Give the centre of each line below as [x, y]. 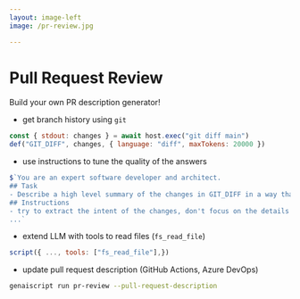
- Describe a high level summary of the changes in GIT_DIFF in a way [143, 194]
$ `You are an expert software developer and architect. [115, 178]
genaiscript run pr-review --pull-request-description [113, 287]
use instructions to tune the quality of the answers [114, 162]
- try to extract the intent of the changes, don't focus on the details [150, 211]
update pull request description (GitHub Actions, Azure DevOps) [140, 270]
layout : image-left [46, 17]
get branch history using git [74, 120]
